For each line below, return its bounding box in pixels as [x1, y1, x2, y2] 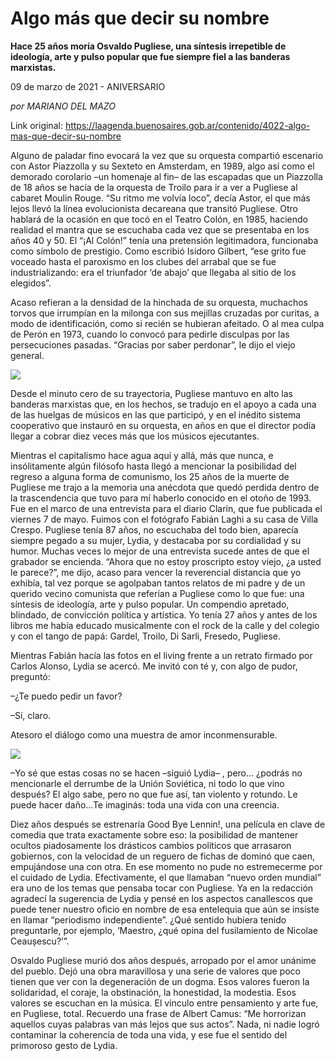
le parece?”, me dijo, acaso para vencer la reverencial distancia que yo [10, 566, 302, 578]
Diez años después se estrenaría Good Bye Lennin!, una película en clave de [10, 818, 326, 830]
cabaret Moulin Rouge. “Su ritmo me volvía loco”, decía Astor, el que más [10, 192, 311, 204]
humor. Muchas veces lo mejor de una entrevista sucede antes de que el [10, 545, 310, 557]
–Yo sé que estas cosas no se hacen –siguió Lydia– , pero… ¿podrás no [10, 767, 303, 779]
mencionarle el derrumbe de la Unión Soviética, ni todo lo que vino [10, 777, 285, 789]
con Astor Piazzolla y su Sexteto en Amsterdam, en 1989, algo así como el [10, 160, 315, 172]
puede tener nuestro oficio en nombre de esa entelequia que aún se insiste [10, 903, 320, 915]
